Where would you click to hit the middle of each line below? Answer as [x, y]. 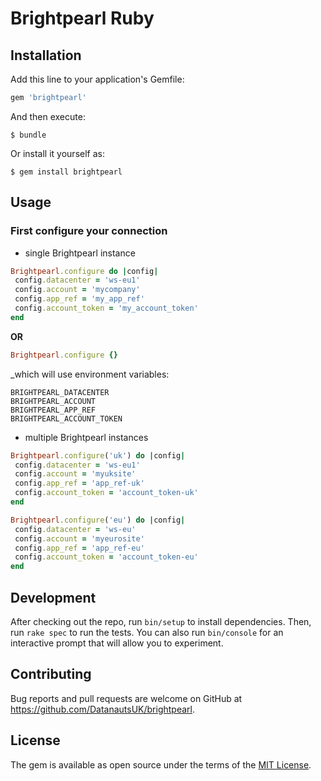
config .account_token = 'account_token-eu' [106, 557]
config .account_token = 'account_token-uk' [106, 493]
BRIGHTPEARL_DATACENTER [60, 392]
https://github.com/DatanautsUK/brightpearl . [103, 709]
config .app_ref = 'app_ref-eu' [79, 548]
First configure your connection [89, 231]
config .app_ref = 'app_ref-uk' [79, 483]
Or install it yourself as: [57, 153]
